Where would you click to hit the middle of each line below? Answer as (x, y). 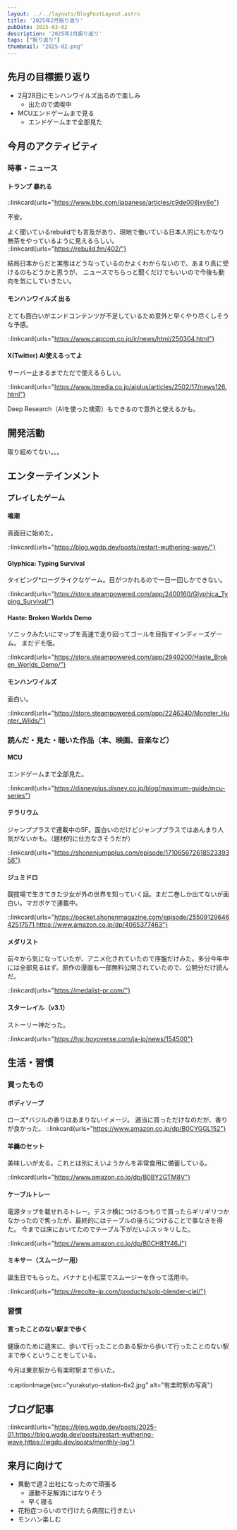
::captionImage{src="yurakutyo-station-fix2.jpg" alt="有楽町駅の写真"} (110, 1384)
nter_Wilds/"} (26, 720)
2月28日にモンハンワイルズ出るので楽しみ (79, 95)
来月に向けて (35, 1466)
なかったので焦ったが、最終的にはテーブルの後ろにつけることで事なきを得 (115, 1220)
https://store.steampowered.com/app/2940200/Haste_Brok (141, 657)
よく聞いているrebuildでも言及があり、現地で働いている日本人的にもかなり (116, 232)
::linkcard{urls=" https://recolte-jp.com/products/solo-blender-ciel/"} (107, 1291)
